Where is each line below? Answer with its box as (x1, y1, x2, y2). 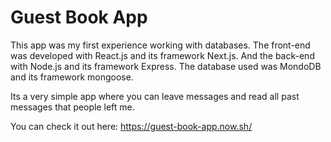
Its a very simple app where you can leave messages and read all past (10, 90, 300, 102)
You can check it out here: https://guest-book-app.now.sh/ (10, 120, 253, 132)
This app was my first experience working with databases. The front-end (10, 39, 311, 51)
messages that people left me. (10, 101, 135, 113)
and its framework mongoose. (10, 71, 134, 83)
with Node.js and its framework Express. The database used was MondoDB (10, 60, 322, 72)
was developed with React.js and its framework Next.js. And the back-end (10, 49, 315, 61)
